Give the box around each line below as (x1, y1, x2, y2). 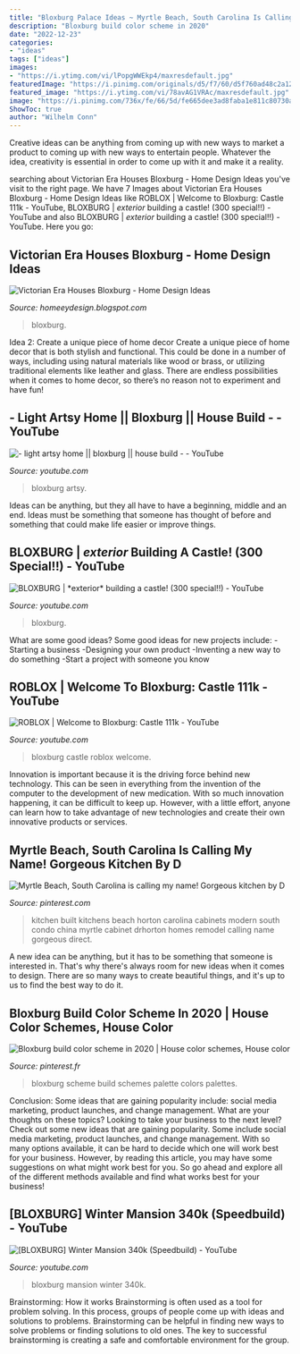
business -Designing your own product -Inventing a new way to (46, 644, 281, 655)
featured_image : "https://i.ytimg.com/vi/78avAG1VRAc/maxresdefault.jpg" (9, 88, 290, 97)
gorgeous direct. (30, 934, 93, 944)
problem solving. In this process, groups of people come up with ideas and (9, 1306, 285, 1316)
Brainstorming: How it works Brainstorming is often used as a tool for (9, 1296, 263, 1307)
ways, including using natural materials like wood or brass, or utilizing (9, 355, 265, 367)
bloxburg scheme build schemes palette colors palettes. (30, 1079, 238, 1088)
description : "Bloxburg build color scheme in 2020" (9, 21, 210, 30)
